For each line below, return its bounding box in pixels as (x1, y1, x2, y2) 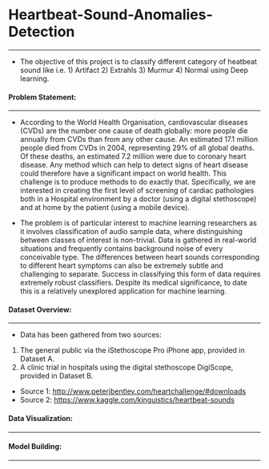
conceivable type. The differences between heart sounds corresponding (19, 253, 260, 262)
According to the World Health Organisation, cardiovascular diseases (19, 118, 248, 127)
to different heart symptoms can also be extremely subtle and (19, 261, 224, 270)
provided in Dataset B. (19, 371, 94, 381)
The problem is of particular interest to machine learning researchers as (19, 218, 258, 228)
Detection (8, 22, 75, 41)
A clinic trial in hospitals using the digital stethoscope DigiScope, (19, 362, 234, 372)
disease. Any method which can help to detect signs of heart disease (19, 160, 249, 170)
